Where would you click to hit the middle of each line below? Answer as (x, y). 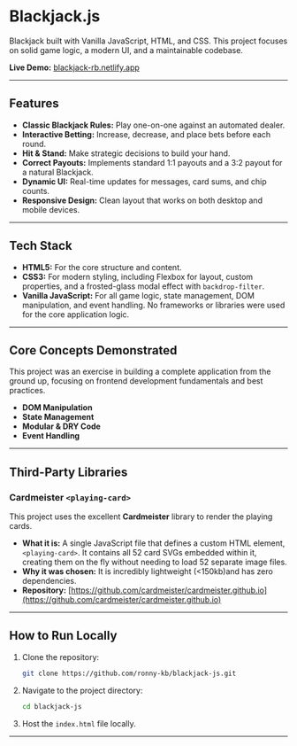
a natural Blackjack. (58, 172)
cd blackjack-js (52, 706)
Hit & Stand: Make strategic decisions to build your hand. (126, 153)
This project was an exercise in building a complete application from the (140, 372)
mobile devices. (51, 209)
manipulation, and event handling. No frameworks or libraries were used (153, 305)
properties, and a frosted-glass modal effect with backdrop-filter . (143, 286)
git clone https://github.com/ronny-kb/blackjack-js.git (129, 673)
